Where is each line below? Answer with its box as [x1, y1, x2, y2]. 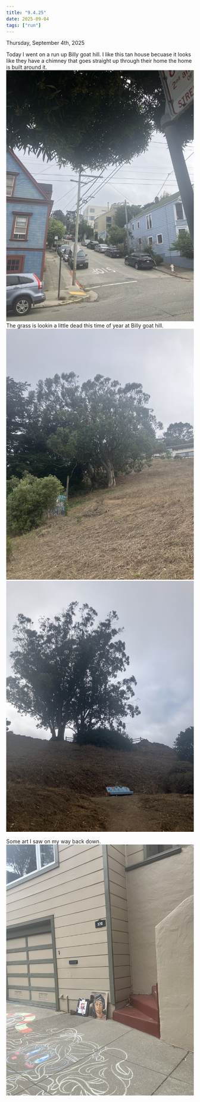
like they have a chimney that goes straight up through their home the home [6, 57, 192, 65]
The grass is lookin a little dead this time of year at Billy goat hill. [6, 322, 164, 329]
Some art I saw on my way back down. [6, 838, 101, 845]
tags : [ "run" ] [6, 22, 42, 28]
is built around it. [6, 63, 48, 71]
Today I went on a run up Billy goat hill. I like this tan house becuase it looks [6, 51, 192, 58]
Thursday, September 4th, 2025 [6, 39, 85, 47]
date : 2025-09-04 [6, 16, 49, 22]
